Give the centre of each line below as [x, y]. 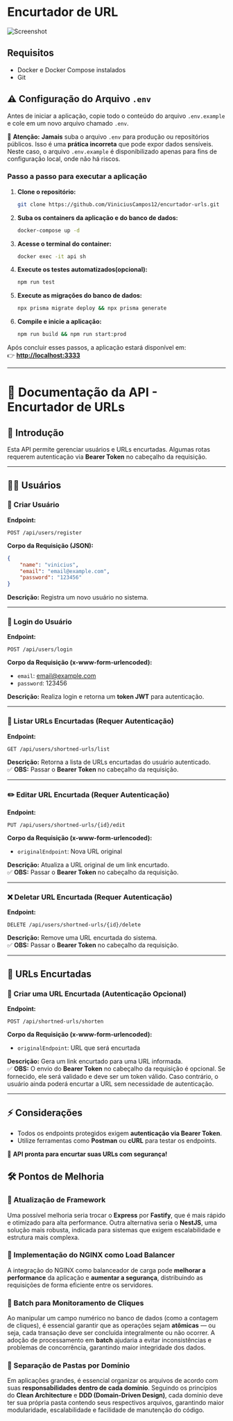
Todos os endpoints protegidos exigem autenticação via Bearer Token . [119, 1133]
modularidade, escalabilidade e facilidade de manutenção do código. [106, 1410]
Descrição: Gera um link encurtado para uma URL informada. [95, 1062]
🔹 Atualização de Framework [57, 1200]
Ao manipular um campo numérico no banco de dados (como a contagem [113, 1318]
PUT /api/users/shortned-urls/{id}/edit [67, 825]
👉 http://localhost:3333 [44, 355]
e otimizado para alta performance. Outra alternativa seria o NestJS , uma [112, 1223]
